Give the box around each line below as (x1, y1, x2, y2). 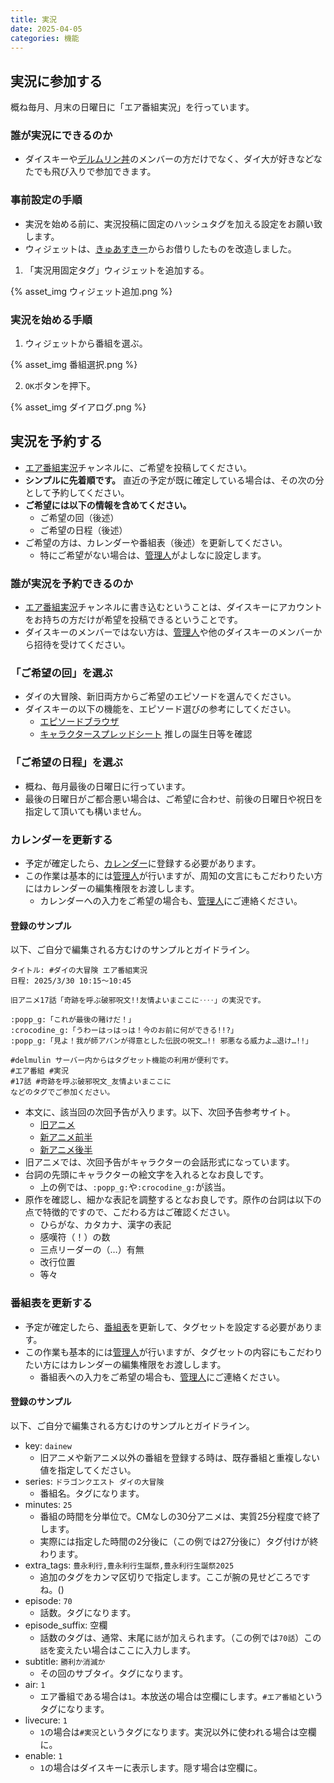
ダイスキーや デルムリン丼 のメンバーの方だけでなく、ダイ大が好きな (24, 153, 306, 165)
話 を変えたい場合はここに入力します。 (39, 1644, 197, 1656)
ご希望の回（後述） (39, 511, 120, 523)
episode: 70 (24, 1594, 73, 1606)
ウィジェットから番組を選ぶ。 (24, 337, 148, 350)
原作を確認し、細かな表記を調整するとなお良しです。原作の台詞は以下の (24, 1194, 322, 1206)
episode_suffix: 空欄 (24, 1619, 108, 1631)
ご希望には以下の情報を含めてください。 (24, 499, 192, 511)
